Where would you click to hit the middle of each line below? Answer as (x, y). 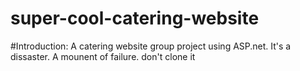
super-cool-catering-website (135, 18)
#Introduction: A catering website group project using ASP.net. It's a (151, 46)
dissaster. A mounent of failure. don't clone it (103, 56)
